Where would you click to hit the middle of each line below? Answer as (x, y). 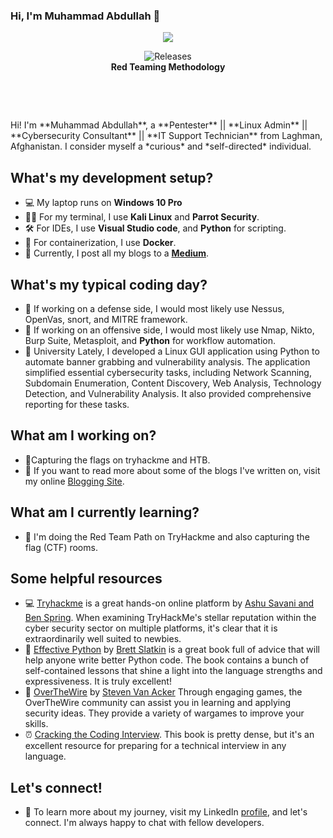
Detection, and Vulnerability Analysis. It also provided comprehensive (168, 393)
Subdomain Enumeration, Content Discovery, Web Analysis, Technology (173, 383)
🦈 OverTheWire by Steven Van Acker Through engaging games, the (163, 692)
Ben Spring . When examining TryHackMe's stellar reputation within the (170, 618)
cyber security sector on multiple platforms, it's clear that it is (151, 628)
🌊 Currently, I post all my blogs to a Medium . (117, 253)
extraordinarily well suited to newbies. (103, 639)
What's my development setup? (112, 177)
